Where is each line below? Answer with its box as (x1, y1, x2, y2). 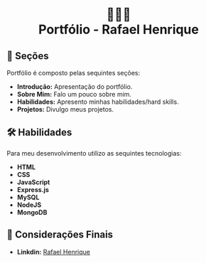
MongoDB (16, 208, 48, 216)
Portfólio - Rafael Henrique (38, 21, 200, 38)
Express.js (16, 185, 49, 194)
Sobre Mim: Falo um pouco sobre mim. (16, 90, 132, 98)
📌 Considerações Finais (6, 229, 114, 241)
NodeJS (16, 200, 42, 209)
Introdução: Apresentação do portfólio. (16, 82, 133, 91)
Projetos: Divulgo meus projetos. (16, 105, 114, 113)
